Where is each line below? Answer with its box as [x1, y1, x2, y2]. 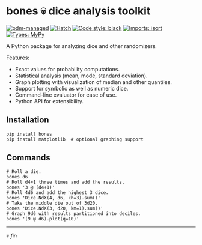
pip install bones [6, 131, 52, 137]
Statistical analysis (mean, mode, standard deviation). [14, 72, 148, 79]
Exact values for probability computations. [14, 65, 120, 73]
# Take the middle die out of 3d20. [6, 200, 98, 206]
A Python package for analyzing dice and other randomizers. [6, 42, 158, 49]
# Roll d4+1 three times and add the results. [6, 179, 125, 185]
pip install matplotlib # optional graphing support [6, 136, 144, 142]
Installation [6, 115, 49, 126]
